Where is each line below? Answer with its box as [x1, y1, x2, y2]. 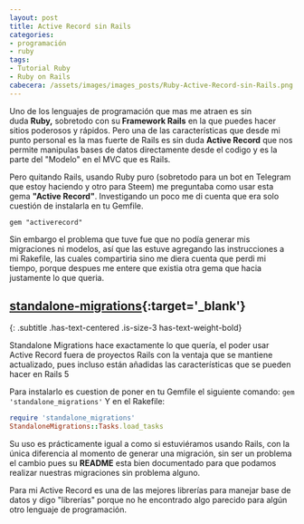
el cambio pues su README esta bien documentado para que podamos [9, 458, 277, 469]
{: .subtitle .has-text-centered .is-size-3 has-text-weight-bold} [9, 323, 242, 334]
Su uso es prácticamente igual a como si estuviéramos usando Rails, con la [9, 439, 290, 450]
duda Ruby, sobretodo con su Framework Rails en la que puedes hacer [9, 115, 277, 126]
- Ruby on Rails [9, 73, 71, 82]
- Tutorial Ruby [9, 64, 71, 73]
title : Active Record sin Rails [9, 22, 131, 31]
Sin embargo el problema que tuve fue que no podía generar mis [9, 233, 251, 245]
